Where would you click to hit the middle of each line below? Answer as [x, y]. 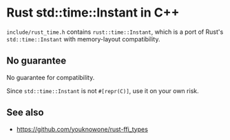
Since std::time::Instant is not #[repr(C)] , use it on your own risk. [103, 90]
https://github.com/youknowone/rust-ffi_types [82, 129]
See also [25, 113]
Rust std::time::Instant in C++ [93, 13]
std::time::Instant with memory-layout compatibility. [83, 39]
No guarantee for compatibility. [51, 77]
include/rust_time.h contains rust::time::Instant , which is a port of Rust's [115, 32]
